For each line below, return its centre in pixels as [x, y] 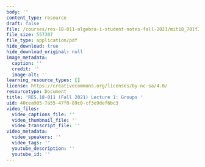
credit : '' [26, 69]
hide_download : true [33, 46]
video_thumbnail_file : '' [45, 120]
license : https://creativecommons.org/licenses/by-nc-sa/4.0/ [87, 86]
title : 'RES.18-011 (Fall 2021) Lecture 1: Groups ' [75, 97]
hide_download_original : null [45, 52]
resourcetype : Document [37, 92]
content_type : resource [37, 18]
